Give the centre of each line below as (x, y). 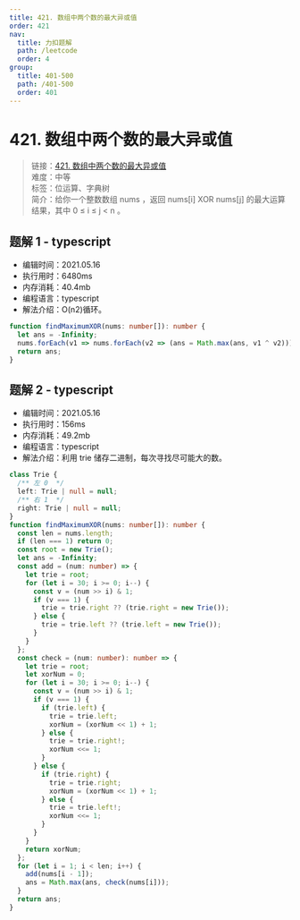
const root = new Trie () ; (66, 550)
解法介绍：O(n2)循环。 (64, 310)
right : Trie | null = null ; (70, 508)
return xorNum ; (54, 849)
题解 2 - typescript (61, 390)
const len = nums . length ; (66, 533)
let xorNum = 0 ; (56, 675)
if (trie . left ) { (73, 708)
